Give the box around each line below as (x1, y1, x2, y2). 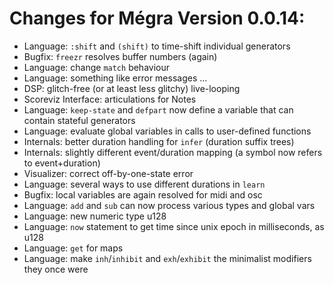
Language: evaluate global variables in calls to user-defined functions (23, 125, 312, 137)
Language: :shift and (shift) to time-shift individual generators (23, 40, 291, 52)
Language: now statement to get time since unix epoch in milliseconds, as (23, 220, 325, 232)
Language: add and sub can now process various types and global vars (23, 199, 316, 211)
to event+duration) (23, 157, 101, 169)
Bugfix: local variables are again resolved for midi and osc (23, 188, 263, 201)
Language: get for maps (23, 242, 124, 254)
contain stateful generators (23, 114, 136, 126)
